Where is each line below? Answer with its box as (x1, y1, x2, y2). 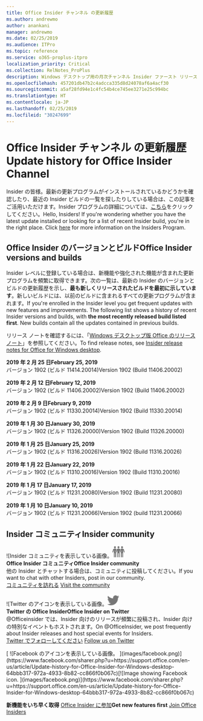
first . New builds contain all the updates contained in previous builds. (6, 319, 179, 327)
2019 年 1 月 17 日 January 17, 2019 (6, 482, 92, 489)
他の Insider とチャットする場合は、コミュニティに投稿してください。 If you (6, 567, 193, 575)
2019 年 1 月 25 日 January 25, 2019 (6, 440, 95, 448)
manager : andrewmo (6, 29, 53, 35)
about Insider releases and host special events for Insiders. (6, 630, 153, 637)
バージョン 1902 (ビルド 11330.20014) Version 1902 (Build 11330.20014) (6, 407, 183, 414)
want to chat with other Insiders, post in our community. (6, 574, 146, 582)
